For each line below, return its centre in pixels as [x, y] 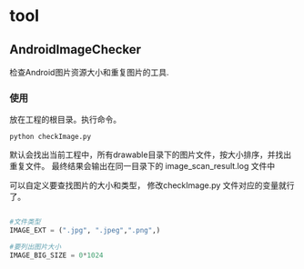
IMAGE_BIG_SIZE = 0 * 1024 [56, 255]
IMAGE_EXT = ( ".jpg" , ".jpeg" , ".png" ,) [85, 231]
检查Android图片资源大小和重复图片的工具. [89, 72]
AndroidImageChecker [76, 50]
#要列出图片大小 [35, 247]
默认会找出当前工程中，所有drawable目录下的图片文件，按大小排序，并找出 [151, 154]
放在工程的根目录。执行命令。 [65, 120]
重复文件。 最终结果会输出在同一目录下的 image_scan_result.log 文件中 [142, 166]
